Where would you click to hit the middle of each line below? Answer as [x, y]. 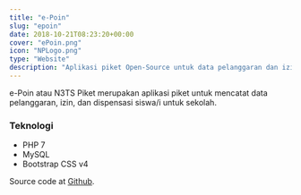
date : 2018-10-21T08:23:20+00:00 [72, 34]
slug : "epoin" [36, 26]
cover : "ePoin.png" [46, 42]
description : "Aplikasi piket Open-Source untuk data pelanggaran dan [144, 68]
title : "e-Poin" [39, 17]
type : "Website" [39, 59]
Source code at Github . [52, 182]
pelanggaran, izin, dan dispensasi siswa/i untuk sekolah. [113, 102]
